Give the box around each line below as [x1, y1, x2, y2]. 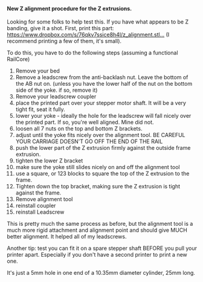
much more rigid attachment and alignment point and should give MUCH [7, 226, 188, 234]
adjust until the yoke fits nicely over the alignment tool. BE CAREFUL [15, 132, 186, 139]
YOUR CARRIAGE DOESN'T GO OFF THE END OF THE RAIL [15, 138, 163, 145]
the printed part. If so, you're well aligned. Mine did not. [15, 118, 154, 126]
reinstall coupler [15, 202, 56, 210]
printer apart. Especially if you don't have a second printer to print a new [7, 251, 188, 258]
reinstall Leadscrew [15, 208, 65, 216]
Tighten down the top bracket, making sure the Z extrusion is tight [15, 183, 181, 190]
